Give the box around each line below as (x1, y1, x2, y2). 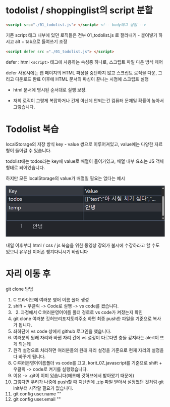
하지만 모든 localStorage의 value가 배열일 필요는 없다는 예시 (6, 175, 125, 181)
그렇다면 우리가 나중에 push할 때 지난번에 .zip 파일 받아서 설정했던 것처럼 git (13, 379, 164, 385)
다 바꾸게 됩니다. (13, 353, 46, 359)
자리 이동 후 (6, 268, 51, 280)
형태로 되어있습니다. (6, 164, 45, 170)
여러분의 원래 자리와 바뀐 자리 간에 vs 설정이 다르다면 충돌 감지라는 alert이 (13, 334, 159, 340)
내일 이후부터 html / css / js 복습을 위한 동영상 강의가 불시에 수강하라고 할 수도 (6, 242, 160, 248)
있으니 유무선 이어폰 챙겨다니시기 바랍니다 (6, 248, 88, 254)
